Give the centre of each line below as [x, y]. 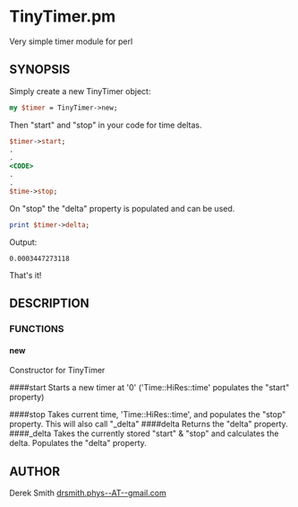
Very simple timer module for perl [71, 41]
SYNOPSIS [40, 70]
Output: [23, 242]
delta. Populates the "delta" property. [78, 443]
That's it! [26, 275]
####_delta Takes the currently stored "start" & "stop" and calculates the [144, 433]
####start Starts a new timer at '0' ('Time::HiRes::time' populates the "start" [149, 388]
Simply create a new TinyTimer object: [80, 91]
